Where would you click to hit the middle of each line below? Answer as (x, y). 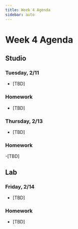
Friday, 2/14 (20, 186)
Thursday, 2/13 (24, 121)
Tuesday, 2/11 (22, 73)
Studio (16, 59)
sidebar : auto (20, 15)
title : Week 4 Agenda (28, 10)
